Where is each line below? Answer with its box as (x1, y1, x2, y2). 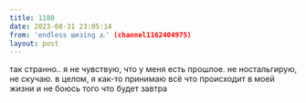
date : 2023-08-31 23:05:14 (9, 22, 112, 31)
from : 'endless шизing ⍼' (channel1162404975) (9, 30, 192, 39)
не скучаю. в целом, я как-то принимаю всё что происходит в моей (9, 74, 276, 85)
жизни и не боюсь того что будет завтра (9, 83, 167, 94)
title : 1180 (9, 13, 55, 23)
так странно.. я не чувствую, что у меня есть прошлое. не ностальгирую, (9, 64, 298, 75)
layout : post (9, 38, 59, 48)
